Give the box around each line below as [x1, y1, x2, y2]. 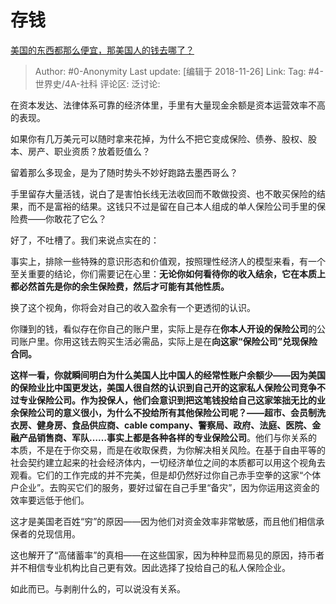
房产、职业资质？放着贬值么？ [27, 145, 151, 157]
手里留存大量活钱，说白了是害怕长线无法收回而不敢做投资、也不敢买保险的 [10, 187, 317, 200]
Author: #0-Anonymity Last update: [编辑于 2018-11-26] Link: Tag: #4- [34, 65, 324, 77]
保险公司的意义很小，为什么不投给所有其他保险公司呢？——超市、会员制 [18, 406, 317, 418]
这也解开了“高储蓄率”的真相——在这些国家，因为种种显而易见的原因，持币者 [10, 549, 325, 561]
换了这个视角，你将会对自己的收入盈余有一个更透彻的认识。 [10, 301, 256, 313]
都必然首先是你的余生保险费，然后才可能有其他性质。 [10, 280, 230, 292]
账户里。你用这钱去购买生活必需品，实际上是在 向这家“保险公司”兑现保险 [18, 335, 318, 347]
